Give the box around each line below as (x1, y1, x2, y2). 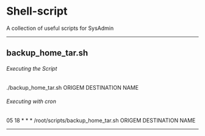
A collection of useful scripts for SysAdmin (6, 24, 114, 32)
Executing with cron (6, 98, 57, 105)
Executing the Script (6, 65, 57, 72)
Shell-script (6, 4, 68, 18)
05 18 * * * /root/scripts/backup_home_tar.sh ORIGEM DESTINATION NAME (6, 116, 196, 124)
